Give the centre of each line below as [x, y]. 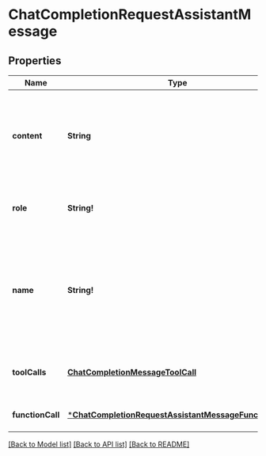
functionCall [36, 415]
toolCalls [29, 372]
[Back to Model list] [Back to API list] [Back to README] [99, 444]
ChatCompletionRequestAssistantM [130, 15]
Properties [35, 61]
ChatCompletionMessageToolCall [131, 372]
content [27, 136]
